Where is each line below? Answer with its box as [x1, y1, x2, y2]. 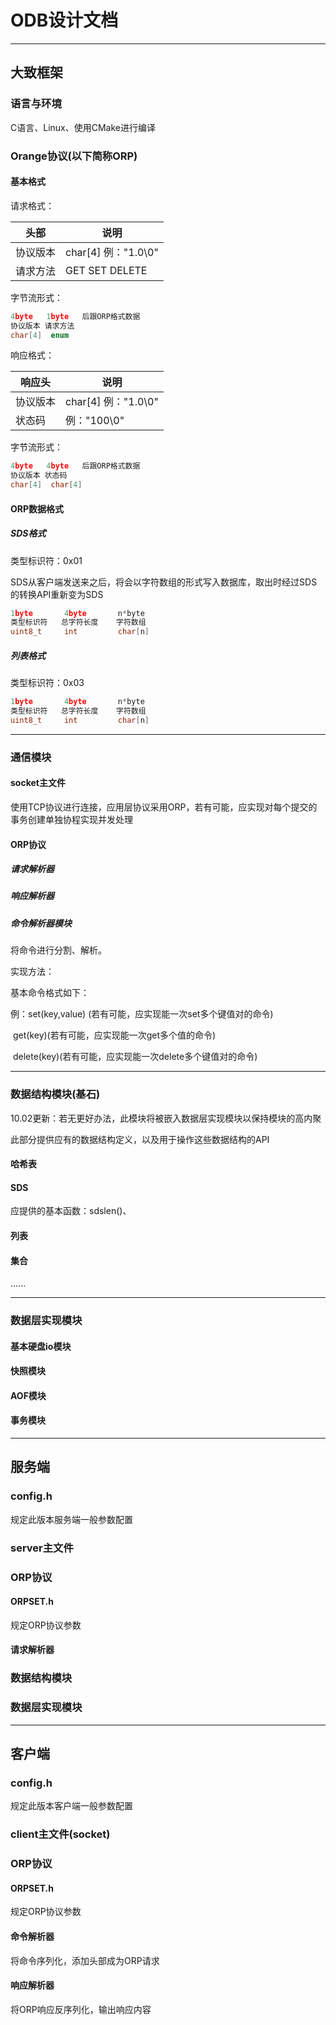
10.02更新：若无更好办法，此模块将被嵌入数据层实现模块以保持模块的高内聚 [10, 1112, 322, 1124]
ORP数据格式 [10, 502, 65, 515]
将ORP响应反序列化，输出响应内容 [10, 2003, 152, 2015]
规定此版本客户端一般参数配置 [10, 1800, 133, 1812]
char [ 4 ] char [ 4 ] [10, 480, 83, 490]
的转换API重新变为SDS [10, 588, 104, 600]
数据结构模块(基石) [10, 1087, 101, 1101]
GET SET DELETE [65, 263, 148, 277]
